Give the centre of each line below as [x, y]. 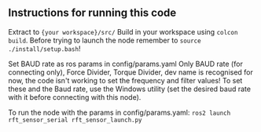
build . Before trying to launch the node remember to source [105, 40]
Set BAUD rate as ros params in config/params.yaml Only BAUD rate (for [126, 64]
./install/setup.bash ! [44, 48]
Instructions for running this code [92, 13]
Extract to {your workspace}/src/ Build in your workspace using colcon [123, 31]
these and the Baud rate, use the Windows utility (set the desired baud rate [130, 89]
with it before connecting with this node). [75, 97]
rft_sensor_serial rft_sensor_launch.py [75, 120]
